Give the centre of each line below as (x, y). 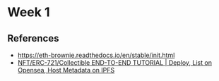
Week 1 (29, 12)
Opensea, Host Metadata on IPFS (66, 70)
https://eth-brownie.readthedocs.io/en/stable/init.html (96, 55)
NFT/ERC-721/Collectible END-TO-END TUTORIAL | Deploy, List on (114, 63)
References (33, 38)
